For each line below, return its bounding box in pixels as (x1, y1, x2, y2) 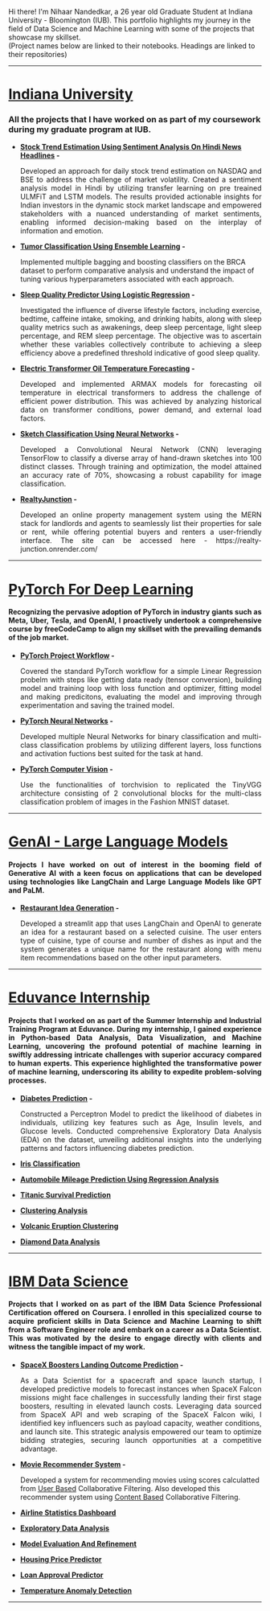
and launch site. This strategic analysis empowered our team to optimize (19, 1427, 262, 1436)
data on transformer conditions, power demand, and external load (19, 405, 262, 415)
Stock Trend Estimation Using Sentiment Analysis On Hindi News (19, 142, 242, 152)
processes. (8, 1075, 47, 1085)
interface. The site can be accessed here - (19, 536, 207, 545)
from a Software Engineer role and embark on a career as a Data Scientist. (8, 1325, 262, 1334)
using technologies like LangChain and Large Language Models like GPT (8, 877, 262, 886)
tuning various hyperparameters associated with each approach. (19, 274, 235, 284)
